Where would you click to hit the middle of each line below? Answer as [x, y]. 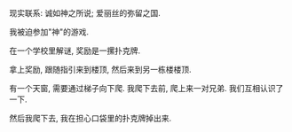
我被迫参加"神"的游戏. [49, 32]
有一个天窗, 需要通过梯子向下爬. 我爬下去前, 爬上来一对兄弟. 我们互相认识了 [146, 88]
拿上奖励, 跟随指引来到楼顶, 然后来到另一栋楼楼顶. [100, 70]
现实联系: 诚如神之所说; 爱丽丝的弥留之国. [85, 13]
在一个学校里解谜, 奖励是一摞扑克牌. [75, 50]
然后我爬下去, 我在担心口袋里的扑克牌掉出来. [91, 118]
